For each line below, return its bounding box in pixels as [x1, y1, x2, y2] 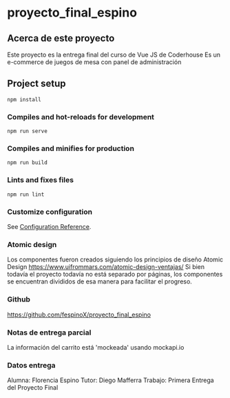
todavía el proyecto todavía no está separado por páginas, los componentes [7, 270, 223, 279]
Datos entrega [7, 360, 56, 370]
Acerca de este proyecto [7, 32, 115, 44]
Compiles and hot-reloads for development [7, 112, 155, 121]
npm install [7, 96, 41, 103]
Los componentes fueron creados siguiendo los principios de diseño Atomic [7, 255, 224, 263]
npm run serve [7, 128, 48, 135]
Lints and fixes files [7, 175, 74, 185]
